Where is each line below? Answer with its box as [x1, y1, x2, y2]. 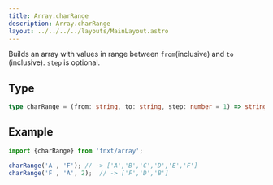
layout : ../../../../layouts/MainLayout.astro [8, 27, 169, 35]
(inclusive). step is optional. [8, 58, 101, 67]
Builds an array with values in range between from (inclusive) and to [8, 49, 234, 59]
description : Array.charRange [8, 19, 111, 28]
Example [8, 125, 54, 139]
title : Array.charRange [8, 11, 89, 20]
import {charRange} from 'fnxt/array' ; [8, 147, 144, 155]
